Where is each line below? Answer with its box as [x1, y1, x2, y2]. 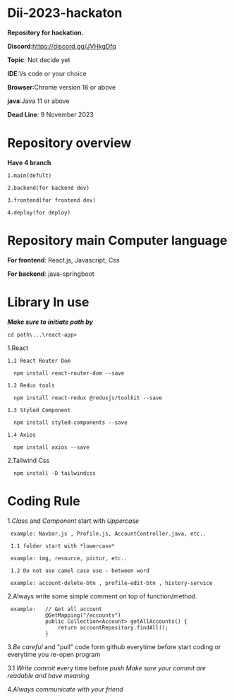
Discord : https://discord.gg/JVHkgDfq [7, 42, 116, 50]
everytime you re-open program [7, 650, 101, 658]
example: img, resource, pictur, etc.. [10, 555, 128, 562]
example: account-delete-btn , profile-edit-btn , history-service [10, 579, 213, 586]
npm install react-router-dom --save [13, 369, 125, 377]
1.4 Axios [7, 431, 37, 438]
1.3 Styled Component [7, 406, 71, 414]
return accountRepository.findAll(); [57, 624, 169, 631]
